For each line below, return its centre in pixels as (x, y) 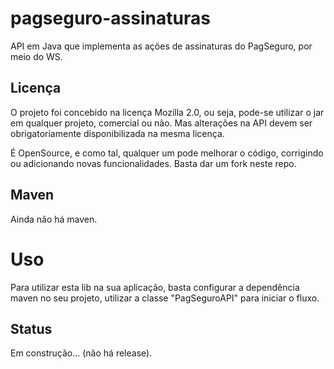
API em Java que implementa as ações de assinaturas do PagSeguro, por (161, 46)
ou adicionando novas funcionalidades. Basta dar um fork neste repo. (153, 163)
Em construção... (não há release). (81, 353)
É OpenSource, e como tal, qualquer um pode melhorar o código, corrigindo (167, 153)
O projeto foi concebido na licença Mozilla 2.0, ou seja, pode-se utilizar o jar (167, 112)
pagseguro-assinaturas (110, 18)
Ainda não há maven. (54, 219)
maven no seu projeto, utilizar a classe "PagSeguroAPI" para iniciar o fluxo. (165, 298)
